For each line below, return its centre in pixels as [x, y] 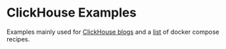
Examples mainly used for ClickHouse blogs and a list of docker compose [113, 32]
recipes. [18, 39]
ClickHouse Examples [72, 13]
